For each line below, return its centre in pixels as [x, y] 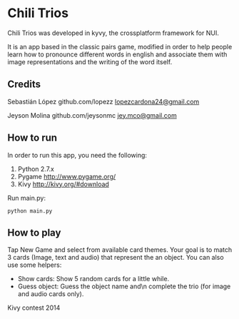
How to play [34, 232]
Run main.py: [27, 198]
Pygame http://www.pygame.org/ [67, 176]
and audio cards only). [51, 294]
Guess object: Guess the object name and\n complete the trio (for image [124, 286]
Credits [24, 85]
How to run [32, 138]
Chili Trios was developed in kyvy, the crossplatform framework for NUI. [113, 33]
